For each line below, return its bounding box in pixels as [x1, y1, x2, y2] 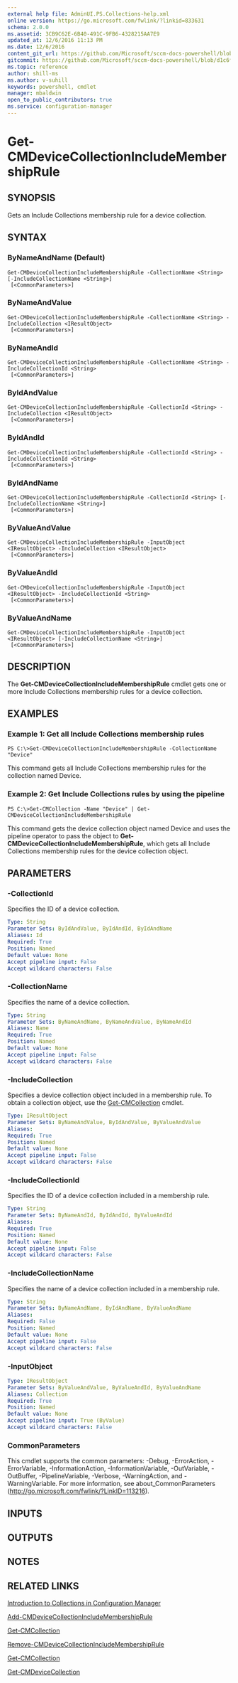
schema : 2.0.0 [7, 23, 50, 31]
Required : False [7, 1318, 55, 1325]
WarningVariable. [7, 1480, 58, 1488]
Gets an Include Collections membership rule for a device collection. [7, 210, 207, 219]
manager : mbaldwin [7, 90, 62, 97]
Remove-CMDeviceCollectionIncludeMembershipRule [7, 1640, 165, 1649]
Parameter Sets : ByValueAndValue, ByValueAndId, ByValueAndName [7, 1384, 201, 1391]
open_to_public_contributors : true [7, 97, 113, 104]
